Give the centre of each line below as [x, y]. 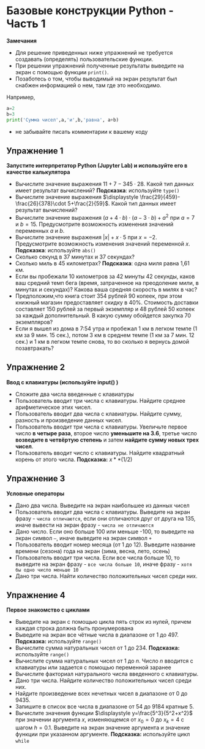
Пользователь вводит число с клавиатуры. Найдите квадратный [100, 452]
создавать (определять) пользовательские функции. [84, 59]
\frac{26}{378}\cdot [40, 204]
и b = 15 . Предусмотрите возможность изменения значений [94, 224]
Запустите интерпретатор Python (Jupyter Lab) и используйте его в [97, 166]
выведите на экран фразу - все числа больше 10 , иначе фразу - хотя [104, 564]
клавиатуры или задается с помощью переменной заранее [93, 667]
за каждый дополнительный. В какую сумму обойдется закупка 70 [103, 316]
